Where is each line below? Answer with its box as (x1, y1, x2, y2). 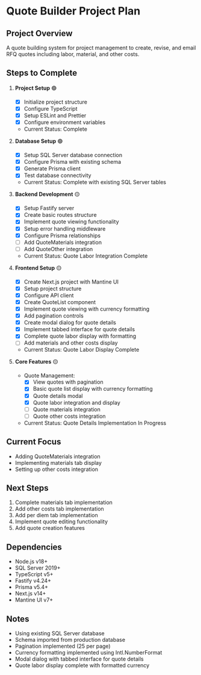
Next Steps (6, 483, 49, 493)
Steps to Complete (6, 68, 78, 78)
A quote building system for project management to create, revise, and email (6, 44, 196, 51)
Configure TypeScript (23, 105, 78, 112)
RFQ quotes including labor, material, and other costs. (6, 51, 140, 58)
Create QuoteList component (23, 298, 96, 305)
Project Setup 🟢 (14, 84, 57, 92)
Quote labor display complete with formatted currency (14, 662, 150, 669)
